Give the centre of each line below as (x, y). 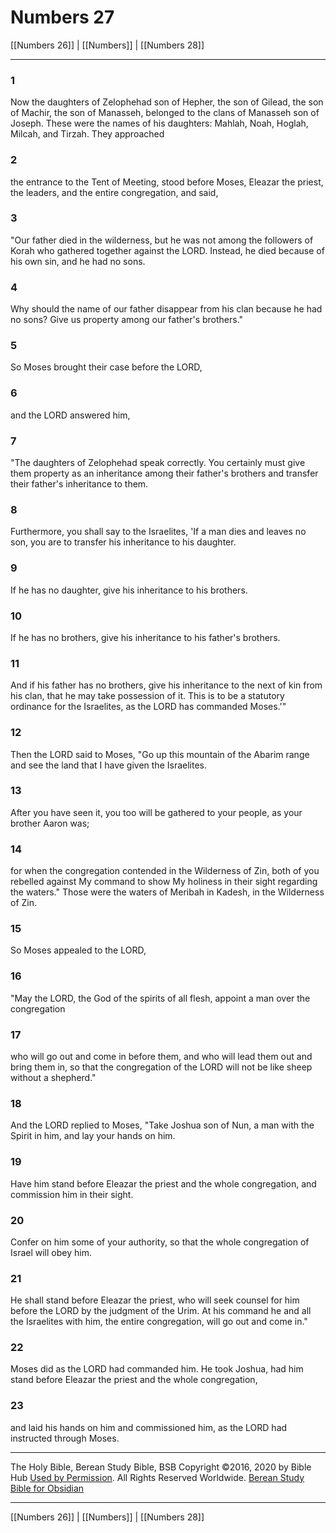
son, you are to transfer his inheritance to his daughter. (123, 542)
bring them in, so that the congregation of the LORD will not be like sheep (161, 1067)
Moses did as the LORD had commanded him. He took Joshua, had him (157, 1369)
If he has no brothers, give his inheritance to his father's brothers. (145, 637)
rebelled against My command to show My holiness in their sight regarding (164, 882)
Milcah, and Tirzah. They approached (87, 134)
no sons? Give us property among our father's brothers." (127, 320)
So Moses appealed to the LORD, (78, 950)
